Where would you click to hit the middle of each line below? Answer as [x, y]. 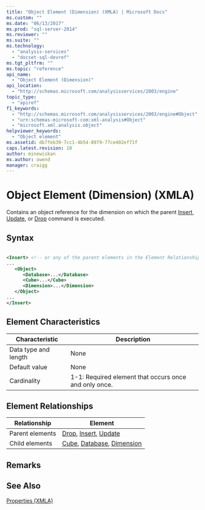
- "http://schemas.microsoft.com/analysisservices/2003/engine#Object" [105, 114]
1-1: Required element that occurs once [128, 377]
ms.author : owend [28, 159]
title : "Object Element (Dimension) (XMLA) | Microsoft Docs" [87, 12]
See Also [23, 486]
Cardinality [25, 381]
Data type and [30, 350]
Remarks [24, 465]
